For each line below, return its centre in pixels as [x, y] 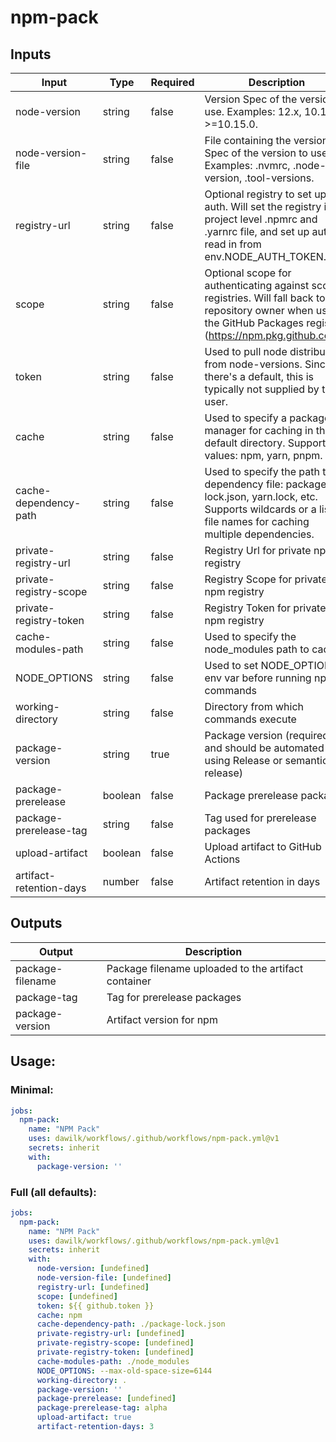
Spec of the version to [256, 153]
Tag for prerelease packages [174, 997]
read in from [233, 244]
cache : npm [59, 1315]
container [129, 981]
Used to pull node [246, 351]
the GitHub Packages [254, 323]
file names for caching [257, 521]
